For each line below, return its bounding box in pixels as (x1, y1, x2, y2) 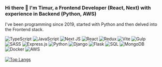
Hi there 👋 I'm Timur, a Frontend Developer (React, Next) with (5, 4, 151, 11)
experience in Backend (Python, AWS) (5, 10, 97, 17)
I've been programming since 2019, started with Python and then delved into (5, 21, 158, 27)
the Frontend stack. (5, 27, 44, 33)
